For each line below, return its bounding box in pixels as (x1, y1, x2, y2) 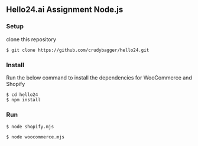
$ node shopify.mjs (6, 124, 54, 130)
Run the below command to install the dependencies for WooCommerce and (6, 74, 192, 81)
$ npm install (6, 97, 41, 102)
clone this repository (6, 35, 56, 43)
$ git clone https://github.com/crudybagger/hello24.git (6, 47, 150, 53)
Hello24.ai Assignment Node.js (6, 5, 124, 15)
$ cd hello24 (6, 91, 38, 98)
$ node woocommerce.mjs (6, 134, 65, 140)
